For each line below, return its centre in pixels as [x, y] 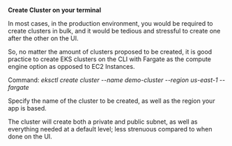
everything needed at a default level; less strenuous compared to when [110, 129]
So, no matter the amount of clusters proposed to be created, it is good [110, 52]
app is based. [28, 108]
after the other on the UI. [43, 38]
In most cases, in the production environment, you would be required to [110, 23]
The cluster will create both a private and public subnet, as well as [103, 122]
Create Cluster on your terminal [55, 10]
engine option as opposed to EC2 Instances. [71, 66]
